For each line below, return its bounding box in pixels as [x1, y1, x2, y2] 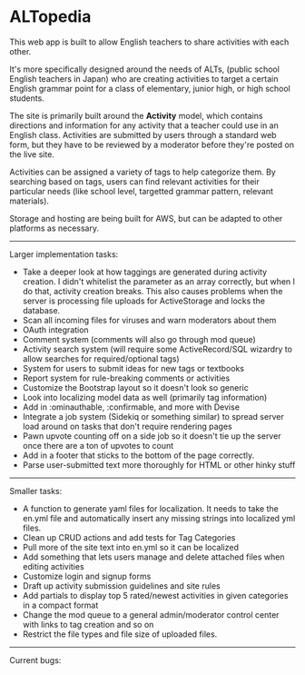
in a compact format [22, 600, 99, 610]
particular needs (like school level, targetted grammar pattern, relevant [9, 185, 274, 196]
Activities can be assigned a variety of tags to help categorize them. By [9, 166, 277, 177]
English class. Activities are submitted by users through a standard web [9, 129, 277, 140]
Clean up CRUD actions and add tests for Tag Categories [22, 531, 236, 542]
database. [22, 304, 61, 315]
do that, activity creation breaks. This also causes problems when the [22, 285, 283, 296]
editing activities [22, 561, 84, 571]
